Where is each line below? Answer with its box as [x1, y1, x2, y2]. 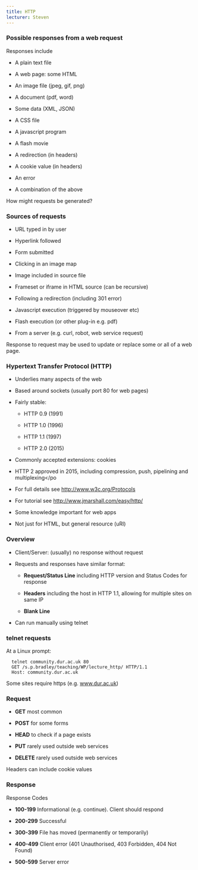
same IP [23, 596, 43, 603]
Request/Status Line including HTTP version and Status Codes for [23, 572, 187, 579]
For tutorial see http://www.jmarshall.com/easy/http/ [14, 497, 143, 505]
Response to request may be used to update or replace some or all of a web [6, 341, 192, 348]
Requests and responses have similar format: [14, 560, 126, 567]
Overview [6, 535, 35, 543]
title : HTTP [6, 8, 36, 15]
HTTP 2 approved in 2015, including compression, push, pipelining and [14, 468, 188, 475]
